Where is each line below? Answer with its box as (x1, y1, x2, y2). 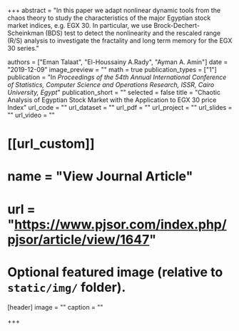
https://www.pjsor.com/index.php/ (14, 216, 227, 233)
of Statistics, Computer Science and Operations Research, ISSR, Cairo (7, 81, 215, 88)
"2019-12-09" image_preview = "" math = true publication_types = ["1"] (7, 66, 218, 73)
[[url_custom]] (7, 136, 95, 152)
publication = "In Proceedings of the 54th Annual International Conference (7, 73, 227, 81)
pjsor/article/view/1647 (7, 231, 150, 248)
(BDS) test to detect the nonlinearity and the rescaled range (45, 29, 221, 37)
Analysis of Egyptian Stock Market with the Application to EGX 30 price (7, 96, 217, 104)
